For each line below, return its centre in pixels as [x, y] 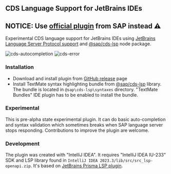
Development [23, 144]
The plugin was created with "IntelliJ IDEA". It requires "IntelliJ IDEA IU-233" [85, 155]
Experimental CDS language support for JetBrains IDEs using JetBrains [80, 39]
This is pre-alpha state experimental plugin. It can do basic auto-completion [85, 119]
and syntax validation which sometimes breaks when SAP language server [84, 125]
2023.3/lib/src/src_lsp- [126, 161]
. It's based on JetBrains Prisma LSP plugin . [77, 166]
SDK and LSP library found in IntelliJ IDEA [52, 160]
